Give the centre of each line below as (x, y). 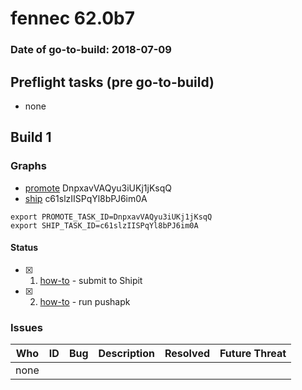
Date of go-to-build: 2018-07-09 (91, 50)
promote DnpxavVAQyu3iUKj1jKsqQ (98, 188)
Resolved (187, 354)
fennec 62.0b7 (73, 18)
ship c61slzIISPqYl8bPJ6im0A (86, 198)
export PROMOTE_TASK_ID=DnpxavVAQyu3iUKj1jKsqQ (111, 217)
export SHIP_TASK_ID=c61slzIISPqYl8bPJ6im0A (104, 225)
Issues (27, 327)
